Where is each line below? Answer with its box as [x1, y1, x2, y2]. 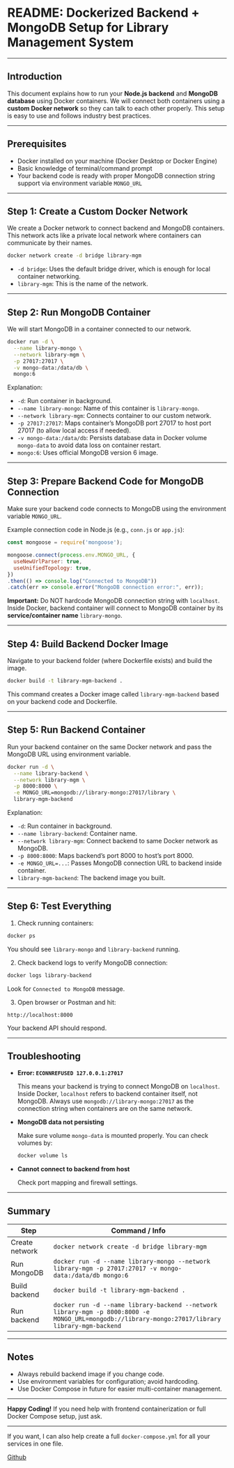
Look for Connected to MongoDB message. [7, 984, 125, 993]
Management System [7, 35, 134, 50]
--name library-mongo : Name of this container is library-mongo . [17, 404, 200, 412]
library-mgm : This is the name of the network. [17, 280, 148, 288]
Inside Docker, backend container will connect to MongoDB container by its [7, 604, 224, 612]
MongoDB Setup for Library [7, 19, 169, 36]
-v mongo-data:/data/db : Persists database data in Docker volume [17, 434, 208, 442]
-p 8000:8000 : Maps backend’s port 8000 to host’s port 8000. [17, 852, 194, 859]
